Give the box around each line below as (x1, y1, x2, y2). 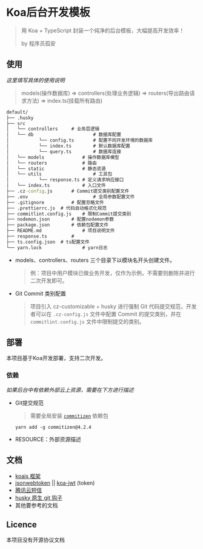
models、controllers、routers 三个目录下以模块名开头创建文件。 (15, 256, 176, 264)
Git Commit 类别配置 (15, 290, 67, 297)
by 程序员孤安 (21, 39, 56, 47)
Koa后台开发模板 (6, 5, 90, 19)
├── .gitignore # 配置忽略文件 (6, 199, 104, 205)
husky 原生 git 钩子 (15, 494, 62, 501)
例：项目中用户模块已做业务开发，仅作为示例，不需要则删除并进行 (30, 269, 195, 276)
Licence (6, 519, 38, 530)
